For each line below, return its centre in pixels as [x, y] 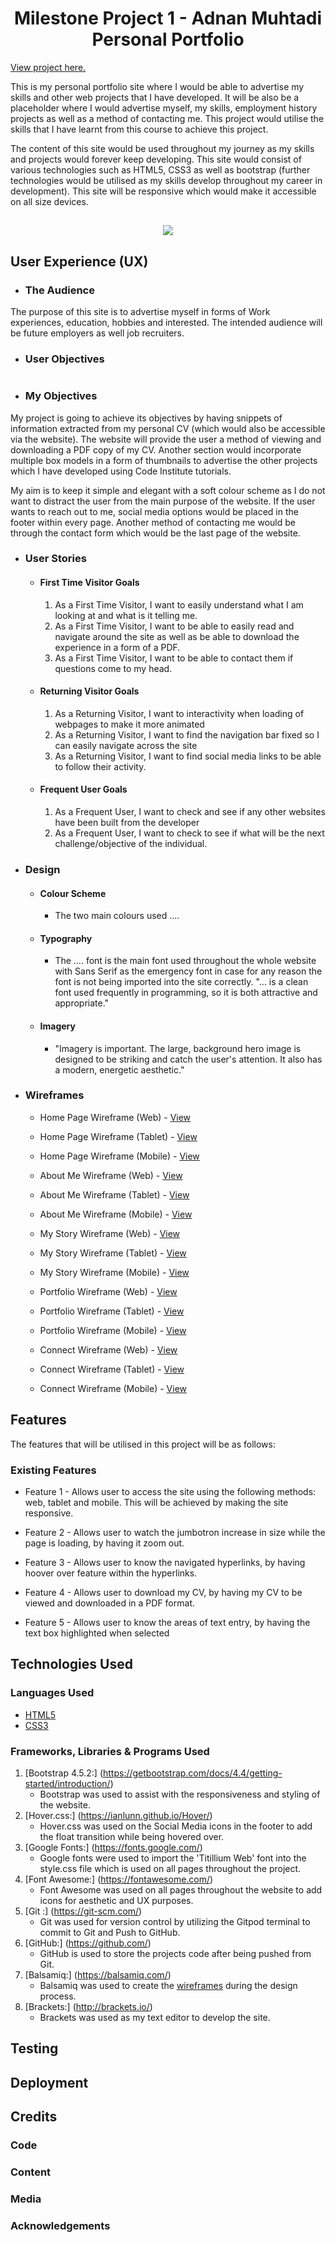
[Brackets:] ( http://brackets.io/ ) [88, 2006]
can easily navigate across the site [126, 745]
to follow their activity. [100, 766]
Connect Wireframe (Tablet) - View [112, 1369]
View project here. [48, 67]
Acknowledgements [60, 2225]
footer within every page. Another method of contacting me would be [153, 522]
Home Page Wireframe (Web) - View [115, 1117]
